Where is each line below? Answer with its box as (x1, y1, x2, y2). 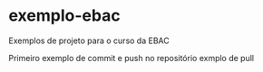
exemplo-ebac (8, 5, 121, 26)
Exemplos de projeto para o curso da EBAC (8, 35, 170, 46)
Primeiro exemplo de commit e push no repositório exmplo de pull (8, 52, 255, 63)
